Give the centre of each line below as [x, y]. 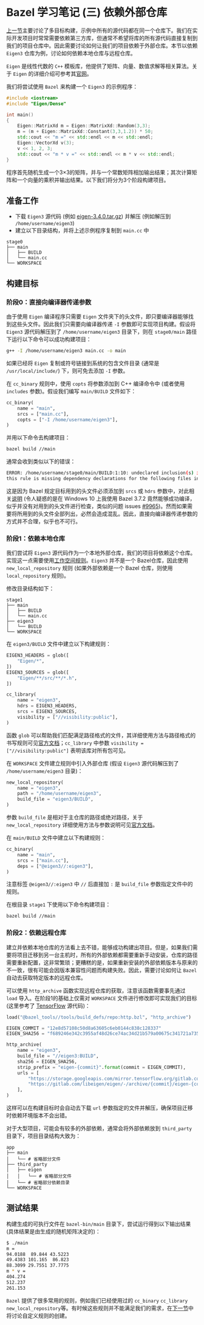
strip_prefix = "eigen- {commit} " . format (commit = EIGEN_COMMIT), [102, 1067]
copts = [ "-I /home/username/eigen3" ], [68, 419]
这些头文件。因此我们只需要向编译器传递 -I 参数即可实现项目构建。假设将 [104, 324]
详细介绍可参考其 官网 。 [63, 73]
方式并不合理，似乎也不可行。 [43, 521]
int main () [20, 115]
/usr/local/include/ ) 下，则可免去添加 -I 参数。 [67, 370]
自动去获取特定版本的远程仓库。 [46, 977]
